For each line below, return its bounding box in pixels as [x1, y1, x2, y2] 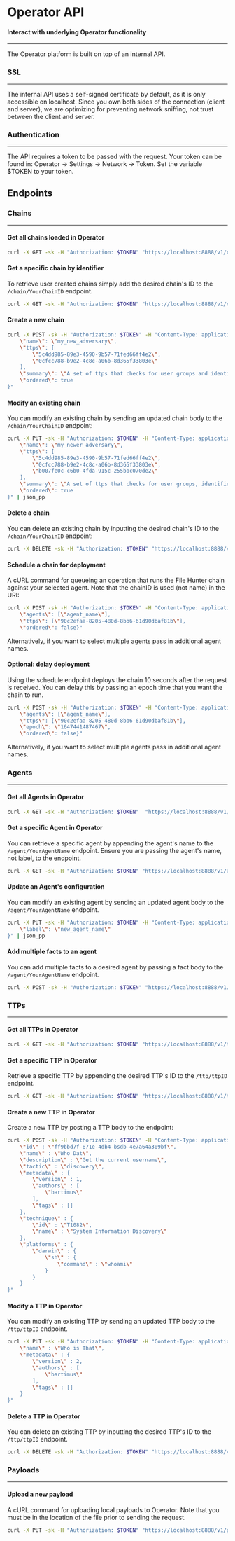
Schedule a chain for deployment [7, 560, 106, 569]
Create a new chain [7, 316, 65, 324]
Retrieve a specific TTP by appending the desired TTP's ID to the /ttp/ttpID [7, 1072, 227, 1080]
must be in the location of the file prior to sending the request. [7, 1513, 187, 1521]
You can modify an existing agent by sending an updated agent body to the [7, 898, 225, 906]
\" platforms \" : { [20, 1241, 73, 1248]
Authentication [7, 130, 59, 139]
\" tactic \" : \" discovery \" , [20, 1163, 105, 1170]
